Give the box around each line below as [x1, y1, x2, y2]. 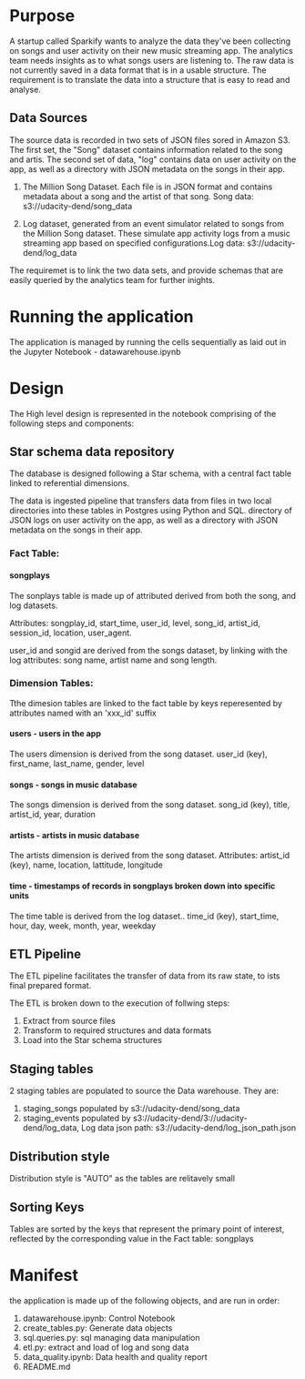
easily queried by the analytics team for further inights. [9, 274, 216, 285]
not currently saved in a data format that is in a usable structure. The [9, 65, 267, 76]
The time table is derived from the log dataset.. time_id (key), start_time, [9, 910, 280, 921]
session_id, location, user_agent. [9, 627, 132, 638]
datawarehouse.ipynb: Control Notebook [22, 1313, 176, 1323]
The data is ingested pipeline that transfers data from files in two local [9, 495, 272, 506]
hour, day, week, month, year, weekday [9, 920, 157, 931]
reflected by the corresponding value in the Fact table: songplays [9, 1232, 254, 1243]
